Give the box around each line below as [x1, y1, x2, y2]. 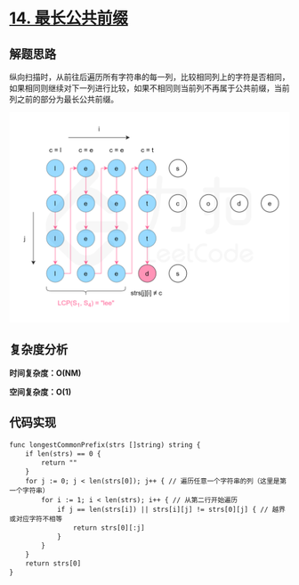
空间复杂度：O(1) [9, 386, 72, 397]
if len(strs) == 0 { [25, 449, 101, 459]
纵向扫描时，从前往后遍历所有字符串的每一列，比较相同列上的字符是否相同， [9, 72, 290, 82]
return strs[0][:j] [72, 523, 145, 532]
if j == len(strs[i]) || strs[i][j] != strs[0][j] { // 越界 [56, 505, 287, 514]
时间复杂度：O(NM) [9, 367, 82, 378]
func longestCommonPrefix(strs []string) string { [9, 440, 201, 450]
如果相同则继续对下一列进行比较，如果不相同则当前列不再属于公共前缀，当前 [9, 83, 290, 93]
